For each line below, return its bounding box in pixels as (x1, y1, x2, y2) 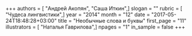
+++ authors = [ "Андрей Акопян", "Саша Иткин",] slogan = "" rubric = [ (5, 5, 183, 12)
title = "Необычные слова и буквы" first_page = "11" (58, 17, 187, 24)
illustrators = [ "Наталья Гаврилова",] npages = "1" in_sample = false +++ (5, 23, 186, 30)
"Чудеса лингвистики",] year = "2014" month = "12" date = (5, 11, 151, 18)
